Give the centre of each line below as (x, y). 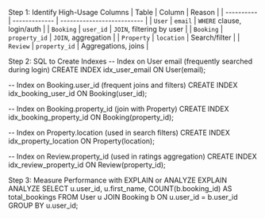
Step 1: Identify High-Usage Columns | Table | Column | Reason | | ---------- (133, 12)
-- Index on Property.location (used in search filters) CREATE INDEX (119, 132)
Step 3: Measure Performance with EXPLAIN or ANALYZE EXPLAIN (118, 180)
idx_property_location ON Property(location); (81, 141)
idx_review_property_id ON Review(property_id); (87, 165)
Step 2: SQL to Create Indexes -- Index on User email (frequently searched (131, 61)
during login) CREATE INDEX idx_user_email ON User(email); (107, 70)
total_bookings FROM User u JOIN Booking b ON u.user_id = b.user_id (123, 197)
